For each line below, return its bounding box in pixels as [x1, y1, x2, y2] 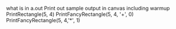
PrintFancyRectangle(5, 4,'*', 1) [6, 17, 80, 23]
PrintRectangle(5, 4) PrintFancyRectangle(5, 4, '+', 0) [6, 11, 134, 18]
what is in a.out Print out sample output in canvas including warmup [6, 5, 170, 11]
